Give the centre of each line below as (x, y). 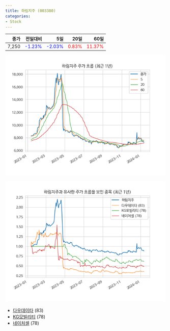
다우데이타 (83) (28, 310)
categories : (18, 16)
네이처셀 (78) (26, 323)
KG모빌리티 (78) (29, 317)
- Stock (13, 21)
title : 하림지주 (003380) (31, 11)
